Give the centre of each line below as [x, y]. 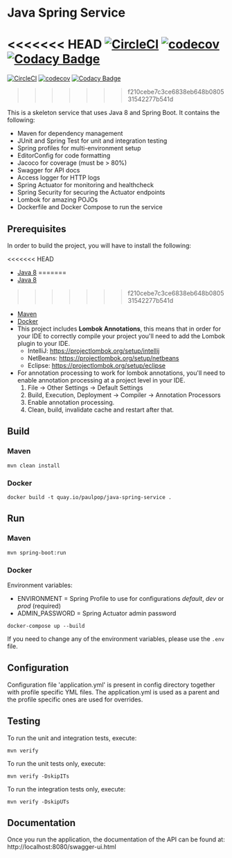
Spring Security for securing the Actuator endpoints [91, 193]
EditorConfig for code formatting [64, 156]
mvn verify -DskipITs [38, 776]
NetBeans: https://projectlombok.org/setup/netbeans [103, 358]
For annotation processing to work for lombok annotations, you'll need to [121, 373]
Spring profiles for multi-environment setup [79, 148]
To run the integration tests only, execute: [66, 789]
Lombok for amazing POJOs [57, 200]
